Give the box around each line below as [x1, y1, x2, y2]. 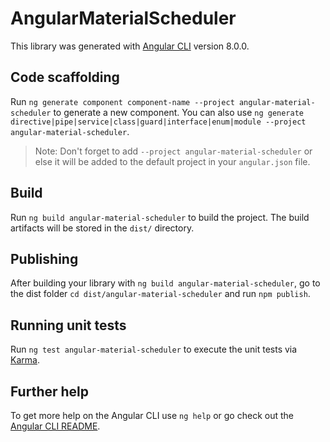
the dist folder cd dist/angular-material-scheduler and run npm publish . [10, 288, 311, 300]
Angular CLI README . [10, 420, 101, 432]
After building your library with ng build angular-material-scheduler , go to [10, 277, 321, 289]
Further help [10, 383, 90, 400]
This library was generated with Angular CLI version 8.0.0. [10, 40, 250, 52]
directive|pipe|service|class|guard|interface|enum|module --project [10, 117, 307, 127]
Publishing [10, 250, 79, 267]
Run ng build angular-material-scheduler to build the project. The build [10, 211, 310, 223]
